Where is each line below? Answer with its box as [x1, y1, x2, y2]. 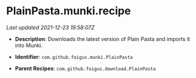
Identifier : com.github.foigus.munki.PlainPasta [14, 53, 133, 60]
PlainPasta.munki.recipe [6, 4, 131, 18]
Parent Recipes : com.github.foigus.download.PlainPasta [14, 64, 156, 72]
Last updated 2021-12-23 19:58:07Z [6, 24, 95, 31]
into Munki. [14, 42, 43, 49]
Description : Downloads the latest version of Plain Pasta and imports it [14, 35, 191, 42]
